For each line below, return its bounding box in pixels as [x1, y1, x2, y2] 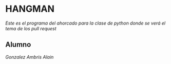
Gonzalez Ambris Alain [5, 54, 54, 60]
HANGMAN [5, 3, 55, 15]
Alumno [5, 40, 31, 49]
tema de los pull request [5, 25, 56, 31]
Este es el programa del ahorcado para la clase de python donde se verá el [5, 20, 166, 26]
